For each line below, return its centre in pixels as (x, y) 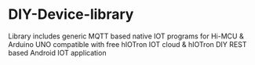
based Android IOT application (57, 52)
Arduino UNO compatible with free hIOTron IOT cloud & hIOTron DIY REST (127, 44)
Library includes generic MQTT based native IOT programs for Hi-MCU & (126, 36)
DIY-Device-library (71, 14)
